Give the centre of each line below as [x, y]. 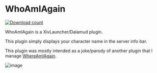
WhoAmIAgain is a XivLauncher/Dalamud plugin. [54, 32]
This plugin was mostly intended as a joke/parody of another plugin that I [79, 51]
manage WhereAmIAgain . [31, 56]
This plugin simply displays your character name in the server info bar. [76, 41]
